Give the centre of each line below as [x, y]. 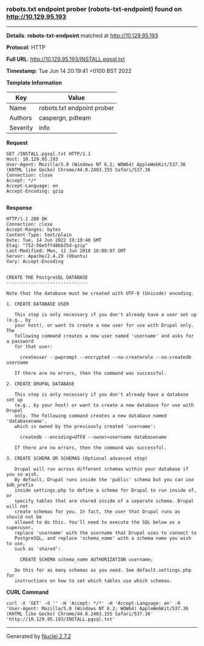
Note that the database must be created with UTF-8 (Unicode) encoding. [100, 294]
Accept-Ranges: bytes [34, 230]
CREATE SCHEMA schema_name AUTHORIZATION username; [87, 560]
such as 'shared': [38, 549]
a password [20, 342]
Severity [21, 128]
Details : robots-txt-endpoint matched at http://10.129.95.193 [82, 36]
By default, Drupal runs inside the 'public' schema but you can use [104, 480]
